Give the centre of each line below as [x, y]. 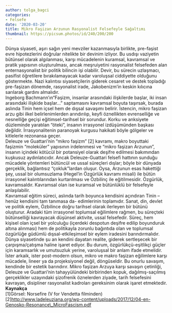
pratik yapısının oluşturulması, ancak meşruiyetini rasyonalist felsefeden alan [86, 65]
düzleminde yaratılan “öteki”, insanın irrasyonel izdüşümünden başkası [80, 125]
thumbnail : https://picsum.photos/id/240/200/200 [60, 34]
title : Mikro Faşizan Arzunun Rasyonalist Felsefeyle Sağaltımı [75, 29]
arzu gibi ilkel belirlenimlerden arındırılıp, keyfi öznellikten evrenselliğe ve [82, 114]
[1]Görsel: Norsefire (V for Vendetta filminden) [54, 294]
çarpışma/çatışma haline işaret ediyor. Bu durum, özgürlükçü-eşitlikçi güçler [85, 245]
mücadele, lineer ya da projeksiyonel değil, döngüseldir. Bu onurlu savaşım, [85, 261]
